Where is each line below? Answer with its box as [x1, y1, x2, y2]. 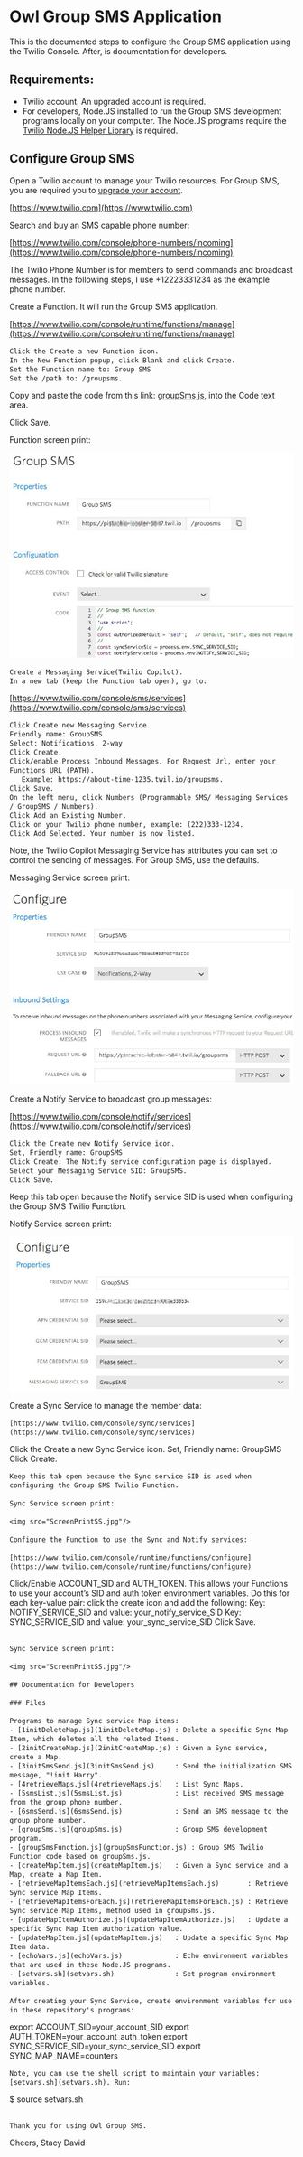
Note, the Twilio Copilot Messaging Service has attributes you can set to [9, 845, 278, 856]
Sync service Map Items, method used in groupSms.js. [9, 1906, 216, 1915]
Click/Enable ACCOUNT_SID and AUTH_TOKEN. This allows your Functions [9, 1578, 289, 1589]
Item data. [9, 1942, 50, 1951]
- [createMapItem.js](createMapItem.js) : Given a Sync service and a [9, 1861, 289, 1870]
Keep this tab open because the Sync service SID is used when [9, 1471, 252, 1481]
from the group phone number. [9, 1797, 124, 1806]
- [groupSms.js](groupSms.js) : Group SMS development [9, 1824, 269, 1833]
